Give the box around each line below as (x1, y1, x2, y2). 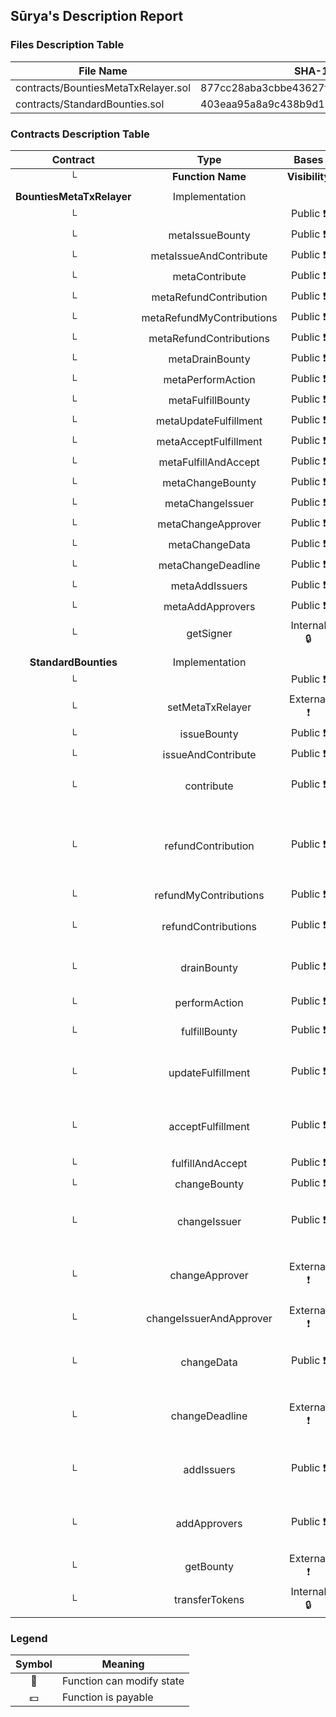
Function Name (172, 169, 247, 183)
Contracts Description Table (10, 127, 150, 141)
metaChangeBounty (162, 476, 257, 490)
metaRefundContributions (148, 332, 270, 346)
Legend (10, 1631, 48, 1645)
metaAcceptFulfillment (156, 435, 263, 449)
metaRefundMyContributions (141, 311, 278, 325)
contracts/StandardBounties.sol (15, 97, 165, 111)
